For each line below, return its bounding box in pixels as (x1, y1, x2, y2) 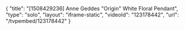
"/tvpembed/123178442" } (5, 18, 71, 24)
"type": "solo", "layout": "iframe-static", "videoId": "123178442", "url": (5, 11, 179, 18)
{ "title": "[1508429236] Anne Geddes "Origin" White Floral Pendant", (5, 5, 178, 12)
